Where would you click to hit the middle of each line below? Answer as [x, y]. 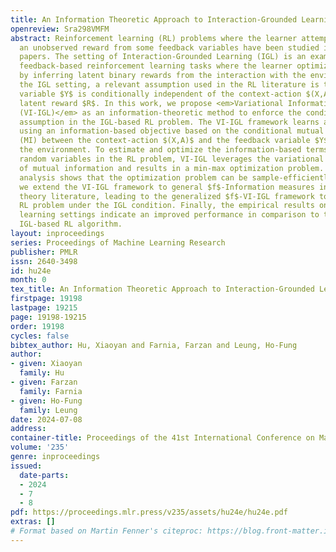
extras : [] [33, 522]
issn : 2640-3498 [44, 261]
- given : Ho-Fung [46, 401]
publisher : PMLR [44, 252]
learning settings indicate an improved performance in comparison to [169, 215]
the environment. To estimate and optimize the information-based [160, 150]
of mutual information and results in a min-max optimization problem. [172, 168]
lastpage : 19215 [44, 308]
